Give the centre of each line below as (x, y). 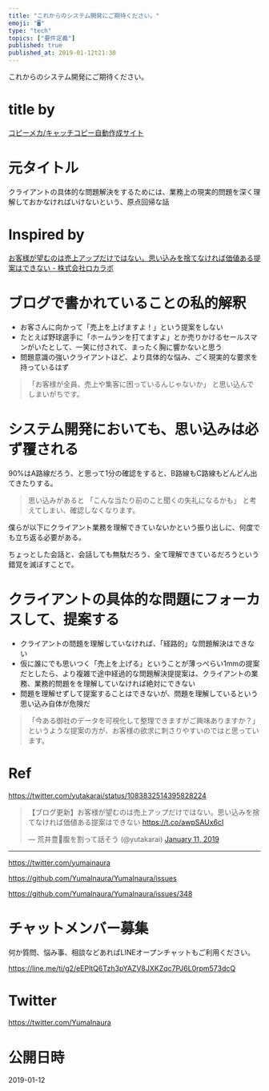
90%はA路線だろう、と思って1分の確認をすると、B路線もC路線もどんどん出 (133, 473)
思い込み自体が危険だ (55, 703)
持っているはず (44, 367)
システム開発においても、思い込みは (127, 429)
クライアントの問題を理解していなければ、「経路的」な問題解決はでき (134, 643)
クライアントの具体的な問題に (106, 600)
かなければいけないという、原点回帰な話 (102, 202)
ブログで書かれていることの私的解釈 (127, 303)
